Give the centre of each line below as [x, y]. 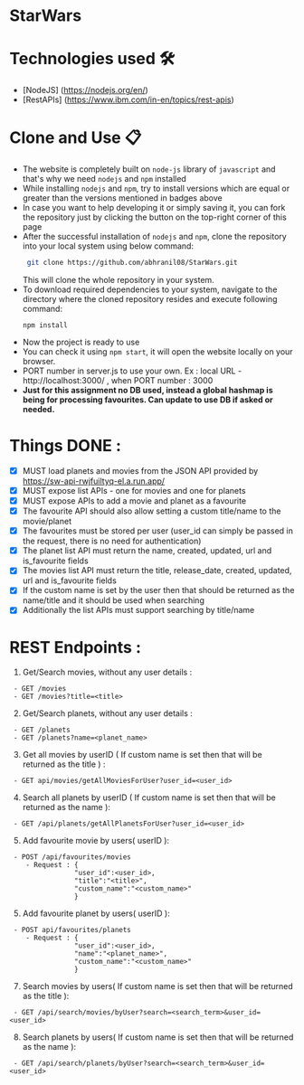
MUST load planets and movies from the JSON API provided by [140, 470]
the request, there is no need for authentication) [112, 541]
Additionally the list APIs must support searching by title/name [138, 610]
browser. [39, 361]
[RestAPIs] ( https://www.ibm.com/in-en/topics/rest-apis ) [128, 99]
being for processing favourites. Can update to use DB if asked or [147, 400]
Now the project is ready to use [81, 342]
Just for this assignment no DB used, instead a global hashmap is [147, 390]
